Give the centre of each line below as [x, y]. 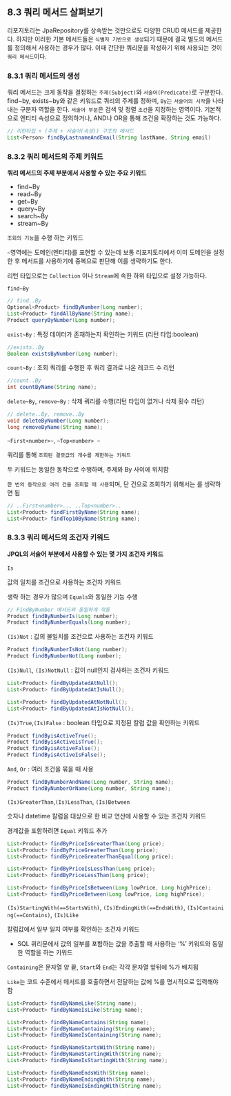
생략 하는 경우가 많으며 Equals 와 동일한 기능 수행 [72, 597]
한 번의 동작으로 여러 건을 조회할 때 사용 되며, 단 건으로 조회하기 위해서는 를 [105, 484]
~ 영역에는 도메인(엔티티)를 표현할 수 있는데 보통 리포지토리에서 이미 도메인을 [109, 252]
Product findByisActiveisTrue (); [55, 742]
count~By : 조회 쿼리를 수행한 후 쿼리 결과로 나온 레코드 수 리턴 [91, 367]
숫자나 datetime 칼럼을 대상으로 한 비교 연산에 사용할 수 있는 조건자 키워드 [107, 816]
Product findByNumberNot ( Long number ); [64, 656]
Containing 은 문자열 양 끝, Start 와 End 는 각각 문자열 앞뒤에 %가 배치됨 [103, 967]
